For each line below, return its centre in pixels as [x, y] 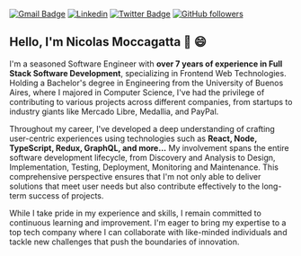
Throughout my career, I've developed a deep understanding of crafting [142, 128]
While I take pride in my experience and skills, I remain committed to [136, 213]
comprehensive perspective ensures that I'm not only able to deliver [135, 176]
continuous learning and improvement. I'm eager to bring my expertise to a [148, 222]
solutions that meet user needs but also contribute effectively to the [135, 186]
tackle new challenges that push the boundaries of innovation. [124, 242]
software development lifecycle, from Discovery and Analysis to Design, [142, 157]
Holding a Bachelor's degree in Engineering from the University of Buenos [146, 83]
